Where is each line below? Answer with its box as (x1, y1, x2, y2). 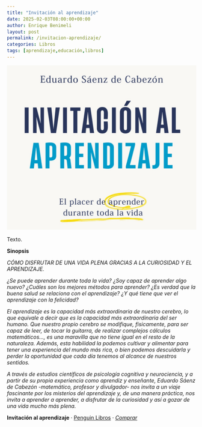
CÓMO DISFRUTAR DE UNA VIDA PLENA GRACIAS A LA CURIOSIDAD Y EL (7, 259, 192, 266)
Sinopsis (7, 247, 29, 255)
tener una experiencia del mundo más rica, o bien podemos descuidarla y (7, 346, 191, 353)
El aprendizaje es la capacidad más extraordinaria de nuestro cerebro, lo (7, 307, 189, 315)
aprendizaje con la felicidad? (7, 296, 79, 303)
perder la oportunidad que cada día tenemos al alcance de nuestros (7, 352, 177, 360)
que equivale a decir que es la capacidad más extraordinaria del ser (7, 314, 177, 321)
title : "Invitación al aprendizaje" (7, 10, 99, 16)
